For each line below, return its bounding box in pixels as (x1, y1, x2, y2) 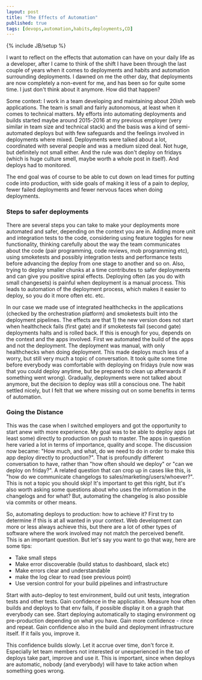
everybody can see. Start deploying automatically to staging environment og (6, 610, 196, 618)
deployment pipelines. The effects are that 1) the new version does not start (6, 316, 194, 323)
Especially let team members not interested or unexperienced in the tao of (6, 647, 190, 655)
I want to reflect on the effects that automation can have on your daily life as (6, 54, 195, 61)
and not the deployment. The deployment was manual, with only (6, 342, 165, 349)
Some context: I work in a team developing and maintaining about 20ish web (6, 98, 196, 105)
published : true (6, 20, 47, 26)
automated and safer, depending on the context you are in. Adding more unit (6, 227, 196, 235)
